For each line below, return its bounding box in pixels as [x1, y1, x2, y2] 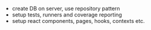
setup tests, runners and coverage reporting [11, 11, 123, 18]
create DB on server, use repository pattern [11, 5, 120, 12]
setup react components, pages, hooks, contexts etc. [11, 18, 145, 24]
